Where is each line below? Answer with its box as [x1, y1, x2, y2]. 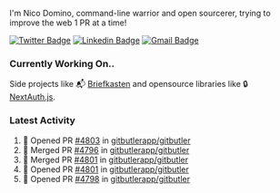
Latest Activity [9, 114, 75, 127]
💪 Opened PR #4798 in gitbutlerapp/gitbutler [22, 173, 191, 184]
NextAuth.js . [9, 92, 56, 102]
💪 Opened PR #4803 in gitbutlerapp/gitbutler [22, 135, 191, 146]
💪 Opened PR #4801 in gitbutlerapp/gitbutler [22, 163, 189, 175]
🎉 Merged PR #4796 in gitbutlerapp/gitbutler [22, 144, 190, 155]
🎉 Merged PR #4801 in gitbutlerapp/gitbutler [22, 154, 189, 165]
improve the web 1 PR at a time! [9, 17, 127, 28]
